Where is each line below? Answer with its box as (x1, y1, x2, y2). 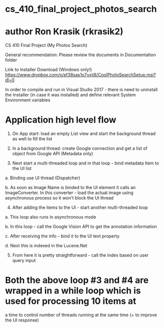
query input (12, 258, 36, 263)
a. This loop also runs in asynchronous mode (5, 214, 97, 220)
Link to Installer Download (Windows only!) (5, 66, 92, 72)
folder (5, 57, 17, 63)
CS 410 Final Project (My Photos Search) (5, 42, 88, 48)
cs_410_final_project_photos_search (5, 3, 157, 15)
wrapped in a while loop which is (5, 285, 141, 296)
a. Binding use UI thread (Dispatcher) (5, 175, 80, 181)
